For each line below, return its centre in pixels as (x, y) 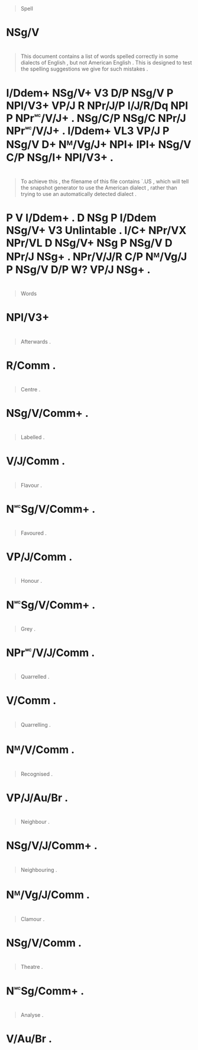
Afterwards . (36, 341)
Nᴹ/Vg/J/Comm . (48, 895)
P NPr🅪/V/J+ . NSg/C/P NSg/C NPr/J (96, 118)
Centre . (30, 389)
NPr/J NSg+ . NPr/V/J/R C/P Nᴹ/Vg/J (97, 256)
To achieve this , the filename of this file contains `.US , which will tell (105, 181)
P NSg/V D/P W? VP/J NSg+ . (78, 269)
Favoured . (34, 533)
